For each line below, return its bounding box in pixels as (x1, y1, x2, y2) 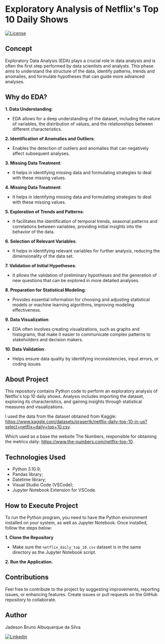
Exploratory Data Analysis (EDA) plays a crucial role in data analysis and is (5, 58, 156, 64)
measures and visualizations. (5, 404, 64, 410)
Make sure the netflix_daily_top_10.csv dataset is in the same (12, 544, 141, 550)
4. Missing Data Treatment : (5, 184, 62, 190)
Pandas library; (12, 471, 43, 477)
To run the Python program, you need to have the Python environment (5, 514, 148, 520)
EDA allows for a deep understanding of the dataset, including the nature (12, 115, 160, 121)
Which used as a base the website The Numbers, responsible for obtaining (5, 433, 157, 439)
